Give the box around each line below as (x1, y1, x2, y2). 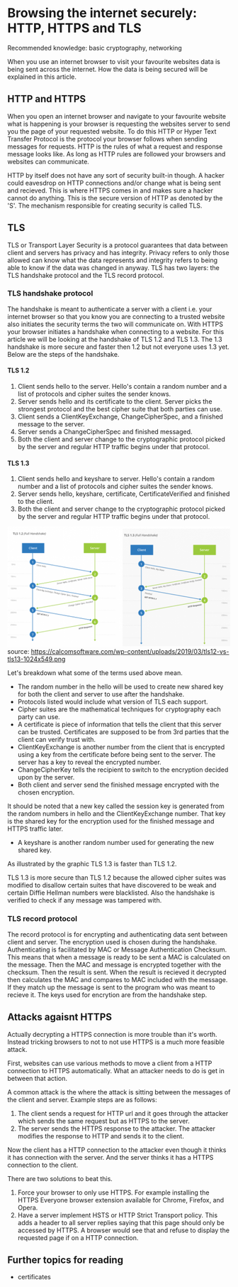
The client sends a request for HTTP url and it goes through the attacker (17, 1109, 229, 1117)
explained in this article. (7, 72, 76, 81)
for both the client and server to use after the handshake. (17, 690, 185, 699)
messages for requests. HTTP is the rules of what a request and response (7, 142, 223, 151)
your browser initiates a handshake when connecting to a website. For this (7, 327, 225, 335)
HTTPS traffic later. (7, 824, 64, 833)
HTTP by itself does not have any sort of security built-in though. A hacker (7, 171, 225, 179)
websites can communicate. (7, 157, 90, 166)
